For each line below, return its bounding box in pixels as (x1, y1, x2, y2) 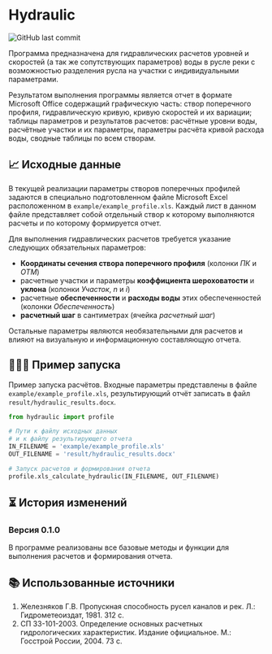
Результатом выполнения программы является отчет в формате (8, 89, 233, 99)
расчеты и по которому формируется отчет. (8, 218, 162, 228)
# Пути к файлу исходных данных (8, 427, 118, 436)
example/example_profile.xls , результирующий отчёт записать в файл (8, 388, 250, 398)
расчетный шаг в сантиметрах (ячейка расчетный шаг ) (19, 310, 216, 320)
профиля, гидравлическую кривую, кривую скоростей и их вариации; (8, 107, 253, 117)
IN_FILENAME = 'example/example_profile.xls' (8, 443, 165, 451)
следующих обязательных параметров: (8, 242, 146, 252)
